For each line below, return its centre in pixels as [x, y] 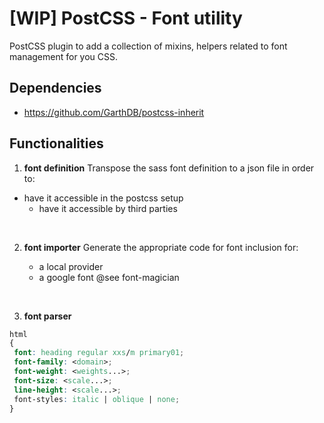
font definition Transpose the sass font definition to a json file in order [169, 168]
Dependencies [55, 88]
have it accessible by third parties [108, 208]
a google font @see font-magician [109, 277]
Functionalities [56, 143]
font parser [47, 316]
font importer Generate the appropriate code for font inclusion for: [161, 247]
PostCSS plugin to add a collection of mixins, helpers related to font [148, 46]
